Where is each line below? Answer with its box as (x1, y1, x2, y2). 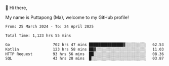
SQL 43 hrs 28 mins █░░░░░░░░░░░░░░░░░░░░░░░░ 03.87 (5, 56, 164, 61)
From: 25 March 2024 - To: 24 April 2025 (5, 24, 94, 29)
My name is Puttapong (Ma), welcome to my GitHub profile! (5, 14, 129, 20)
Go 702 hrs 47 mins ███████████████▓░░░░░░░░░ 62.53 (5, 42, 164, 47)
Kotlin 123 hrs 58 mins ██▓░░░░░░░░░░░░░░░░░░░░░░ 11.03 (5, 46, 164, 52)
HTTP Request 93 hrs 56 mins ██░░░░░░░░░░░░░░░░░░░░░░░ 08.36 (5, 51, 164, 56)
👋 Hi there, (5, 5, 28, 10)
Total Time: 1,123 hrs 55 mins (5, 33, 71, 38)
